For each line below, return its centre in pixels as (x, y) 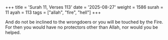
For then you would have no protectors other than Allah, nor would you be (82, 27)
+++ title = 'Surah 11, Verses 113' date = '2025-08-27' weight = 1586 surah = (84, 7)
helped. (13, 32)
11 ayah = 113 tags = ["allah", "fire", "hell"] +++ (53, 12)
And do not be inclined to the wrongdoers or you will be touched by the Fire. (84, 22)
